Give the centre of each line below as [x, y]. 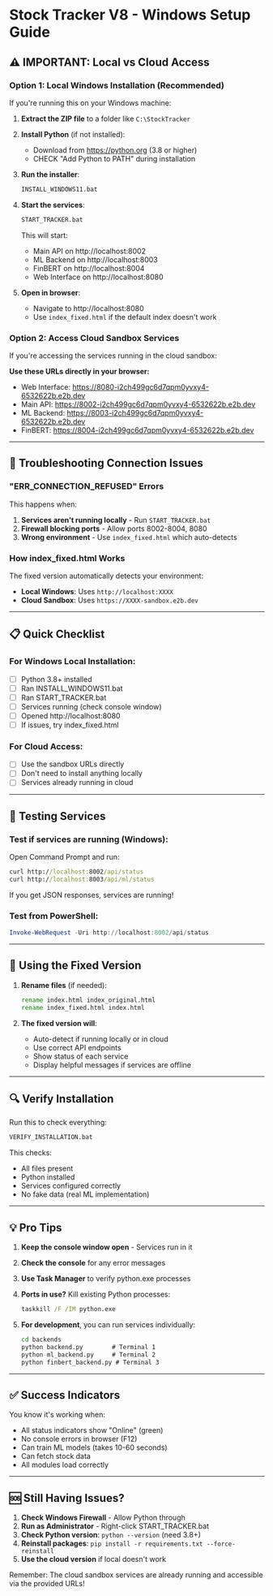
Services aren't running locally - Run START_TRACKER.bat [116, 520]
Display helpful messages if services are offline [112, 1064]
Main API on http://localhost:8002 [90, 251]
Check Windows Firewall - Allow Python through [103, 1518]
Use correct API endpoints [77, 1047]
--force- [221, 1544]
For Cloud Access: [46, 746]
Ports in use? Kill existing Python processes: [96, 1294]
